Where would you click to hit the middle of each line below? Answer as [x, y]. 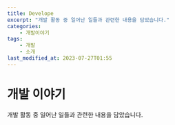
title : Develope [30, 13]
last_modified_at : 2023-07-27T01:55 [60, 58]
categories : [24, 26]
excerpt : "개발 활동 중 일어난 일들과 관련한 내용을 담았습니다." [89, 20]
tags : [15, 39]
